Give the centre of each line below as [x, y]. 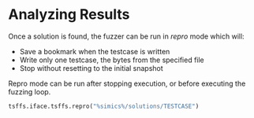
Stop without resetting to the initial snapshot [91, 68]
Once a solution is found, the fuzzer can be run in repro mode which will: [126, 36]
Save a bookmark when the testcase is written [95, 51]
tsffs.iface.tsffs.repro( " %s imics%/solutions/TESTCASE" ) [104, 106]
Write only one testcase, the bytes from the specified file [112, 60]
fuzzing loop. [30, 91]
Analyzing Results [69, 15]
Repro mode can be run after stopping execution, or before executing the [127, 83]
